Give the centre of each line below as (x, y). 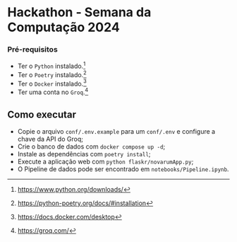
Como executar (42, 114)
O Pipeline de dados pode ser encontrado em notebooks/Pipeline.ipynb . (123, 169)
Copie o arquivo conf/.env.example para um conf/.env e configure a (116, 131)
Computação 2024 (63, 27)
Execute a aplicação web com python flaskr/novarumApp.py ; (105, 161)
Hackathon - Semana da (79, 12)
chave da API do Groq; (50, 139)
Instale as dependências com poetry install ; (84, 154)
